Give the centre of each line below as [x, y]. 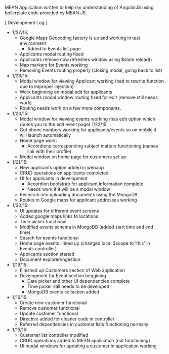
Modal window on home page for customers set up [73, 157]
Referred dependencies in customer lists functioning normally [84, 324]
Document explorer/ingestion [50, 259]
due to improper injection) [47, 86]
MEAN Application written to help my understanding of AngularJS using [79, 7]
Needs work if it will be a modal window [69, 189]
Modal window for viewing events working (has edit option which [87, 119]
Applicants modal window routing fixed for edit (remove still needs [89, 97]
